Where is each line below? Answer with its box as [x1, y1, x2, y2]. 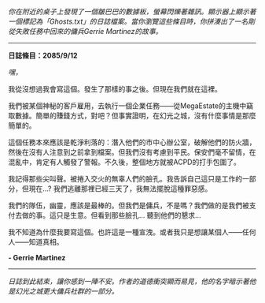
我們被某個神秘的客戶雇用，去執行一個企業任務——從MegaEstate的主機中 [8, 101, 247, 110]
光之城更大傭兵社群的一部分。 [21, 286, 119, 296]
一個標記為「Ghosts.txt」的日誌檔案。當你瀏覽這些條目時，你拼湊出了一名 [8, 17, 248, 26]
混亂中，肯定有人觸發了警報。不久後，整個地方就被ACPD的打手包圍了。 [8, 157, 241, 166]
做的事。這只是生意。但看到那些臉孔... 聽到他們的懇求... [21, 211, 202, 219]
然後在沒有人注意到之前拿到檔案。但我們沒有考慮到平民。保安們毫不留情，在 [8, 148, 256, 156]
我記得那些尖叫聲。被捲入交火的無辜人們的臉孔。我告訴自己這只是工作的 [8, 174, 242, 183]
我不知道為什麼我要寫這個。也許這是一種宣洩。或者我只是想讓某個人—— [8, 227, 242, 237]
